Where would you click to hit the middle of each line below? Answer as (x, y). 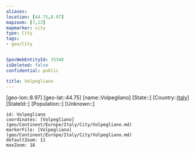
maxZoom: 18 (20, 145)
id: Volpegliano (26, 114)
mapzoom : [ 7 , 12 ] (26, 22)
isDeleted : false (27, 65)
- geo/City (19, 44)
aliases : (17, 11)
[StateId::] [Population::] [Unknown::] (50, 104)
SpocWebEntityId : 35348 (35, 60)
